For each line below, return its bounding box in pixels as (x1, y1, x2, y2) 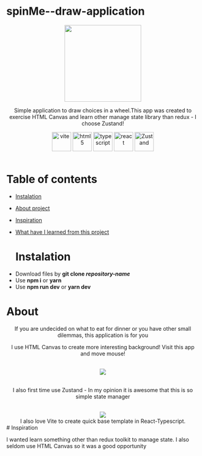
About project (15, 204, 50, 212)
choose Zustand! (81, 120, 124, 127)
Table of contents (6, 172, 98, 187)
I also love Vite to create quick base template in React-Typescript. (20, 417, 185, 425)
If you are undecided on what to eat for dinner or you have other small (14, 325, 192, 332)
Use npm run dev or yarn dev (15, 283, 91, 290)
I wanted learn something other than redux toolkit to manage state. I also (6, 436, 190, 443)
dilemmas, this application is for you (57, 331, 149, 339)
